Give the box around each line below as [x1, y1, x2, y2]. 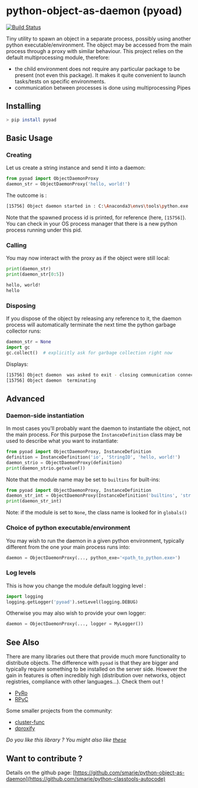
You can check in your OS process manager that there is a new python [6, 220, 178, 227]
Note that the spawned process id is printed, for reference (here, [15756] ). [6, 214, 187, 221]
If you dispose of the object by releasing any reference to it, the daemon [6, 315, 181, 322]
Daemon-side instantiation [6, 411, 84, 419]
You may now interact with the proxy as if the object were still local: [6, 255, 170, 262]
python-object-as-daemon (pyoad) [6, 4, 183, 18]
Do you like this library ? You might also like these [6, 736, 127, 744]
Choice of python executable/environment [6, 524, 131, 532]
